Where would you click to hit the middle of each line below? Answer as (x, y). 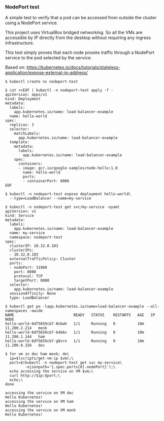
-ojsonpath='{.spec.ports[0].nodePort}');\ (70, 367)
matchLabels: (27, 134)
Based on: (15, 67)
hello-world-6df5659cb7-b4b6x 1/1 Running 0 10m (75, 333)
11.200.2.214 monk (26, 328)
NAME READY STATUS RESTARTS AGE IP (80, 315)
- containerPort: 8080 (46, 181)
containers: (30, 164)
